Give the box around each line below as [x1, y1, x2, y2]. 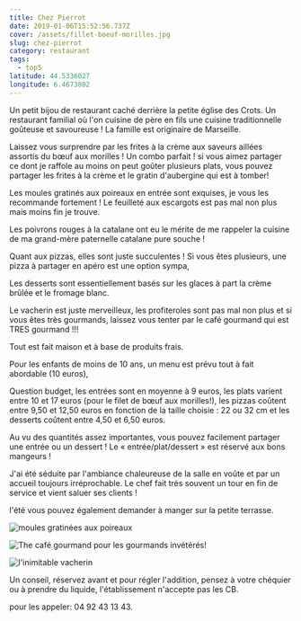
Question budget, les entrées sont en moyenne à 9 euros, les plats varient [9, 386, 283, 396]
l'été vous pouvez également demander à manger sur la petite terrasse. [9, 504, 274, 515]
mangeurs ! [9, 450, 52, 461]
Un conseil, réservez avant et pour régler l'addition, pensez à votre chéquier [9, 574, 292, 585]
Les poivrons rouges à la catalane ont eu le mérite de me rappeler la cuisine [9, 224, 290, 235]
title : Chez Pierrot [9, 13, 87, 22]
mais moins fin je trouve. [9, 206, 101, 217]
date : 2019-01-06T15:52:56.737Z [9, 22, 130, 31]
